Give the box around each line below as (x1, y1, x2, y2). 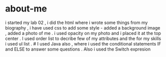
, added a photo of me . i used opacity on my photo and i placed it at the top (5, 30, 161, 36)
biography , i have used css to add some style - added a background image (5, 24, 161, 30)
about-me (5, 3, 47, 14)
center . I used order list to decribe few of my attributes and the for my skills (5, 35, 161, 41)
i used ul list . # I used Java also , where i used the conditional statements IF (5, 40, 162, 46)
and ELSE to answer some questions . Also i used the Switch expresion (5, 46, 151, 52)
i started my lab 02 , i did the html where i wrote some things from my (5, 19, 148, 25)
